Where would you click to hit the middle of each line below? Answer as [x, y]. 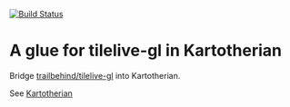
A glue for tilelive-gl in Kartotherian [145, 51]
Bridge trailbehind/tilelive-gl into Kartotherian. [95, 75]
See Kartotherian [41, 93]
